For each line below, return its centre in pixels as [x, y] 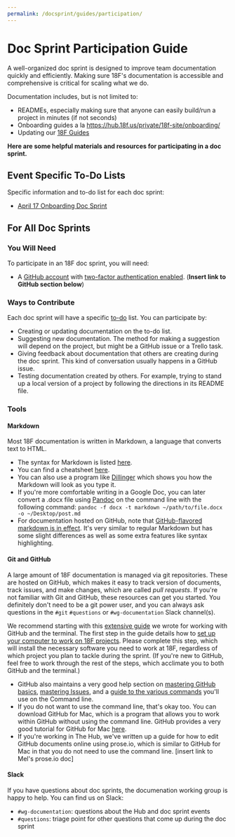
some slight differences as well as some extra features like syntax [113, 536]
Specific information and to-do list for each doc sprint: [86, 192]
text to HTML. [27, 449]
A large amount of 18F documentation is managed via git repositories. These [117, 575]
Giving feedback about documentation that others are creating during [118, 354]
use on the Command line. [55, 699]
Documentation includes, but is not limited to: [73, 96]
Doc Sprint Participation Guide [98, 48]
